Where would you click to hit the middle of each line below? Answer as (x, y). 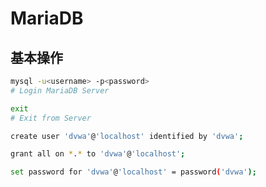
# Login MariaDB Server (60, 90)
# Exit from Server (51, 118)
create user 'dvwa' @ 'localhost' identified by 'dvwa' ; (127, 136)
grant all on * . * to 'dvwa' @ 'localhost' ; (98, 154)
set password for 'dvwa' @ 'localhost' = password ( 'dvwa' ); (133, 172)
